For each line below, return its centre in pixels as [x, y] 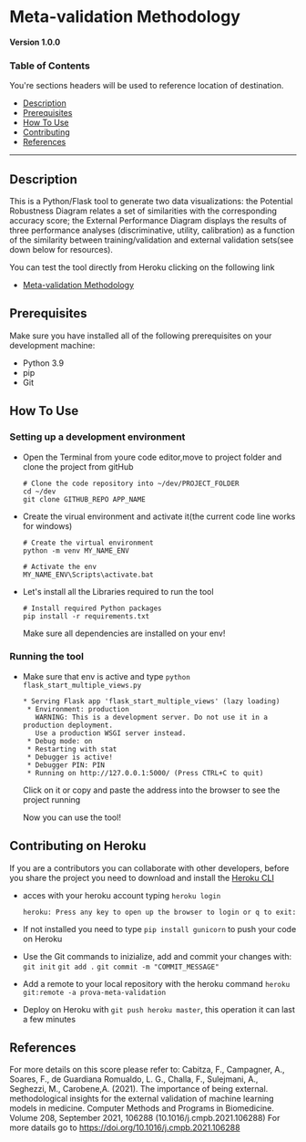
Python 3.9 [43, 363]
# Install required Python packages [92, 608]
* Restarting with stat [72, 749]
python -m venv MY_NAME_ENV [76, 550]
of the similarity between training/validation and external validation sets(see [152, 240]
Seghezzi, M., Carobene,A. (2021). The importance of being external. [139, 1089]
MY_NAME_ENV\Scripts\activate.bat [88, 575]
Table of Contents [50, 66]
